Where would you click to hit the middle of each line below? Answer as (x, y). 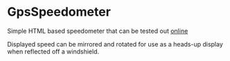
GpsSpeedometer (59, 12)
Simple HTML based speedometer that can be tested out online (98, 31)
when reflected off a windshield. (53, 51)
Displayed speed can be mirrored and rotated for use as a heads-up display (115, 44)
